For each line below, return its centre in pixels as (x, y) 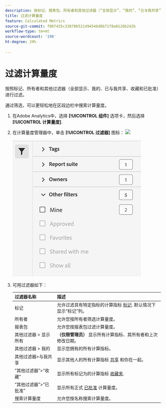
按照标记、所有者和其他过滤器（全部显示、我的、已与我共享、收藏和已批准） (83, 88)
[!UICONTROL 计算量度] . (37, 122)
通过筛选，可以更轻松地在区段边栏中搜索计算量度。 (57, 105)
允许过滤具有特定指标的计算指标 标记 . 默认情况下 (106, 305)
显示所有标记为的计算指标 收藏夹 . (90, 373)
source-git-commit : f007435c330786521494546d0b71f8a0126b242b (70, 26)
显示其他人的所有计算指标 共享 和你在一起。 (101, 359)
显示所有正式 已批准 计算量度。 (88, 388)
